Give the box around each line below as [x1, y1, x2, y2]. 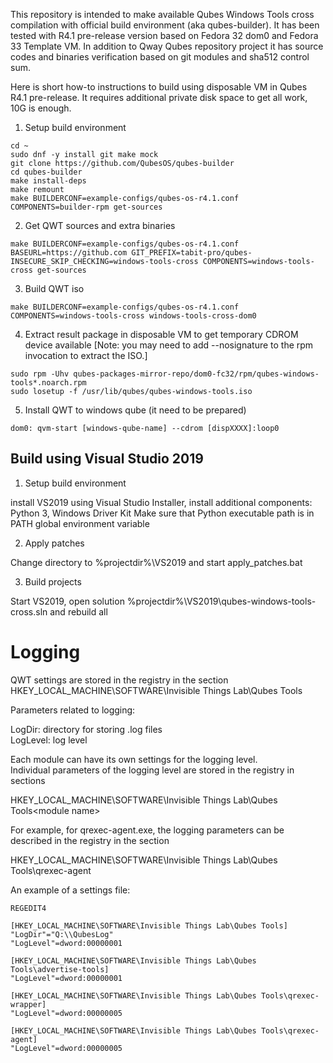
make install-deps [10, 176, 87, 186]
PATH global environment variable [10, 517, 150, 529]
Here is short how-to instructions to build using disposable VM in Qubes [10, 81, 308, 93]
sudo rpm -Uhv [10, 369, 70, 379]
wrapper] [10, 999, 47, 1009]
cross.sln [10, 605, 48, 618]
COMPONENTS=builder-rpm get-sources [10, 202, 163, 212]
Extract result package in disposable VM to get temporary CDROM [24, 329, 299, 340]
